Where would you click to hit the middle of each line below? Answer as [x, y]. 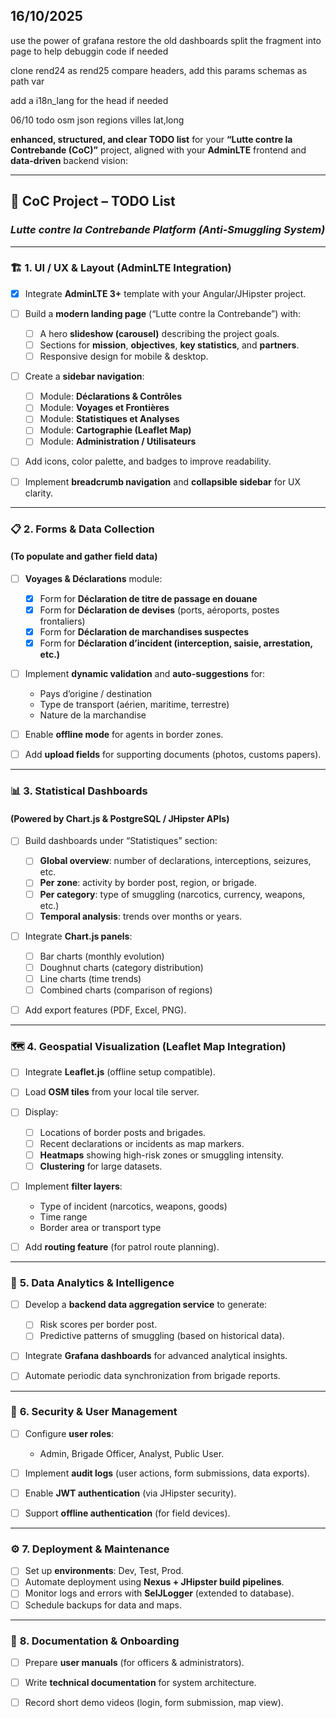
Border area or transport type [100, 1227]
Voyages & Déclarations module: [93, 578]
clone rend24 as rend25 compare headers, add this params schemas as [159, 70]
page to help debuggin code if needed [89, 51]
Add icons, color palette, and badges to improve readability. [148, 461]
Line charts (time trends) [90, 978]
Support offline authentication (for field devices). [127, 1513]
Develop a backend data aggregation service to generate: [146, 1305]
